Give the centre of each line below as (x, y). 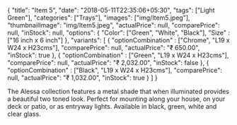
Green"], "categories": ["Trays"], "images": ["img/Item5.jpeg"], (99, 18)
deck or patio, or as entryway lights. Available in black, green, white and (112, 106)
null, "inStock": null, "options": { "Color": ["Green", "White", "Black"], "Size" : (119, 32)
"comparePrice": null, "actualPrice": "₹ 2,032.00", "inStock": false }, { (108, 63)
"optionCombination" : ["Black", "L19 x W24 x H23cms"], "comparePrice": (115, 70)
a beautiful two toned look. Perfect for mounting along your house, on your (116, 99)
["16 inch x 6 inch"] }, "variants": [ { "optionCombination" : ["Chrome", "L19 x (118, 40)
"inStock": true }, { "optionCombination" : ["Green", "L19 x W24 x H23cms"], (118, 55)
